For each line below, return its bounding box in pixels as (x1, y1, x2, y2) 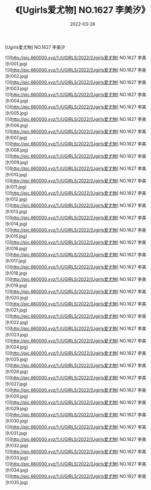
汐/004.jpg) (5, 98, 29, 103)
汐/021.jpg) (5, 307, 28, 313)
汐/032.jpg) (5, 442, 29, 448)
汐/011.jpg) (5, 184, 27, 190)
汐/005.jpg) (5, 110, 29, 116)
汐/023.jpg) (5, 331, 29, 337)
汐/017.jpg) (5, 258, 27, 263)
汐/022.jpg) (5, 319, 29, 325)
